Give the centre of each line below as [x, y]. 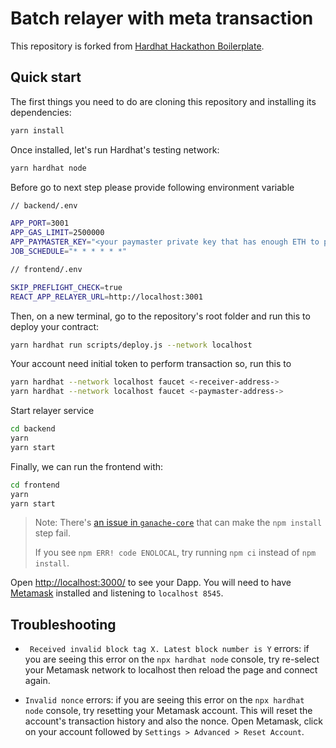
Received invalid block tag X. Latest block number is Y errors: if [169, 649]
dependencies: [41, 112]
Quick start [46, 77]
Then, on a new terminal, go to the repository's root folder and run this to [160, 316]
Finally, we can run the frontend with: [87, 466]
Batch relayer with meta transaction [162, 18]
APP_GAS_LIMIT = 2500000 [57, 233]
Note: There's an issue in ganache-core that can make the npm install [178, 523]
